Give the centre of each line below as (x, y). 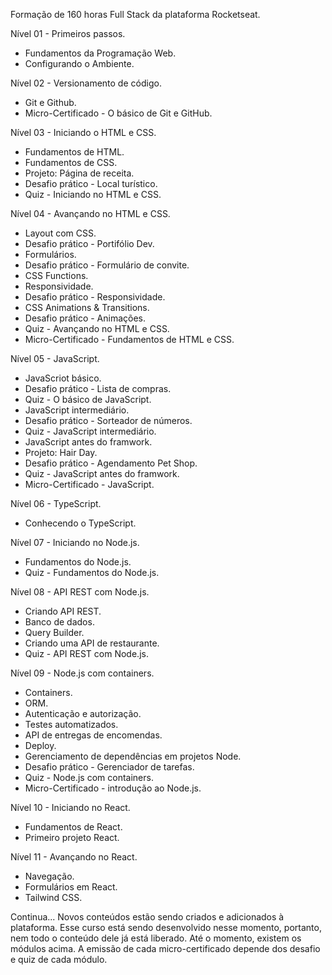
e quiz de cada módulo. (59, 959)
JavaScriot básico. (63, 378)
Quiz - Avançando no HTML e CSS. (97, 328)
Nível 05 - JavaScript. (55, 358)
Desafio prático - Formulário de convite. (107, 265)
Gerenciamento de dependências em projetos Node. (133, 756)
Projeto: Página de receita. (79, 173)
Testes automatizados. (71, 724)
